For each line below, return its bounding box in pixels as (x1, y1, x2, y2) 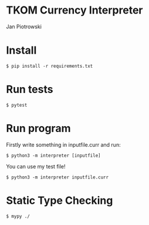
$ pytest (6, 102, 28, 108)
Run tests (6, 83, 53, 96)
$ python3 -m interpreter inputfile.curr (6, 174, 109, 180)
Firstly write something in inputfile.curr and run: (6, 141, 121, 148)
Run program (6, 122, 71, 135)
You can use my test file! (6, 163, 66, 170)
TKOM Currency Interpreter (6, 4, 143, 17)
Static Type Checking (6, 194, 113, 207)
